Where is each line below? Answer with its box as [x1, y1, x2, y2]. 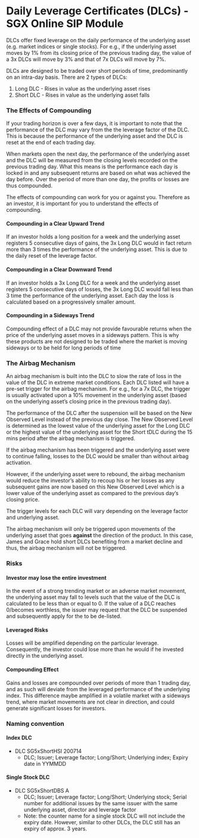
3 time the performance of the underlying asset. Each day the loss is [6, 292, 175, 299]
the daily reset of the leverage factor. [6, 252, 97, 259]
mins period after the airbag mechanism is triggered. [6, 435, 135, 442]
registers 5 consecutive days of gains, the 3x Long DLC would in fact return [6, 240, 192, 247]
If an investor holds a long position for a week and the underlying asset [6, 233, 181, 240]
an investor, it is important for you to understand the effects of [6, 200, 159, 207]
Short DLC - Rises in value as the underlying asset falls [14, 91, 150, 98]
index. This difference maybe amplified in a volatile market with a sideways [6, 692, 190, 699]
